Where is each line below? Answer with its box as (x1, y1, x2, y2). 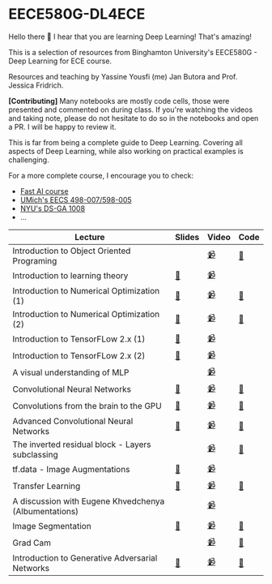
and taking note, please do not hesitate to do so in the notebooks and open (8, 113, 259, 122)
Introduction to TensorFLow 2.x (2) (12, 350, 146, 362)
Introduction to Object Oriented (12, 245, 131, 256)
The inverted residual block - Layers (12, 439, 151, 450)
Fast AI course (19, 186, 69, 195)
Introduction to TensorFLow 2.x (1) (12, 333, 146, 345)
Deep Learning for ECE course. (8, 56, 112, 66)
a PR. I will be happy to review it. (8, 122, 117, 131)
